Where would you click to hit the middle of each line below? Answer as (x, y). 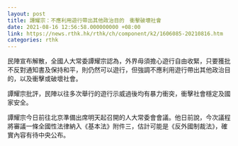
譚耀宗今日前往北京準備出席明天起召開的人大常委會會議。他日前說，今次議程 (119, 118)
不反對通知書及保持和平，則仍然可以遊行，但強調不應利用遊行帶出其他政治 (116, 70)
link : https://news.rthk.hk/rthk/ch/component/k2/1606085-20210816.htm (115, 34)
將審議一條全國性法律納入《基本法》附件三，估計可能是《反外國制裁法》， (114, 126)
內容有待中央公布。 (41, 135)
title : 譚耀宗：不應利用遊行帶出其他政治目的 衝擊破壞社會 (84, 20)
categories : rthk (33, 40)
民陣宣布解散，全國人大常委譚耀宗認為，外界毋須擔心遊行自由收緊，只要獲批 (119, 61)
